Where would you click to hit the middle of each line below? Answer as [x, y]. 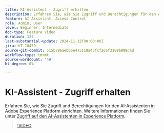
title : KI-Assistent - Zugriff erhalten [47, 9]
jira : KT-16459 [20, 46]
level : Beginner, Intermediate [37, 28]
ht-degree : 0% [20, 64]
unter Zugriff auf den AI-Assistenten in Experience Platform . [65, 116]
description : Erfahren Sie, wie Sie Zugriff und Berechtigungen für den [81, 14]
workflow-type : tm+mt [27, 55]
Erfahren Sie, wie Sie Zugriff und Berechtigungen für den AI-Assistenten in [80, 106]
